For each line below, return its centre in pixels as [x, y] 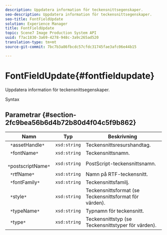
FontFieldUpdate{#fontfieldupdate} [80, 76]
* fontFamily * [25, 182]
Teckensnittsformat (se [113, 191]
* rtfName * [22, 174]
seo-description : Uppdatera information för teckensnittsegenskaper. [79, 14]
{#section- [59, 115]
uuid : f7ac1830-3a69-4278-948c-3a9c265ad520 [52, 38]
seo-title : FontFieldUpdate [34, 19]
